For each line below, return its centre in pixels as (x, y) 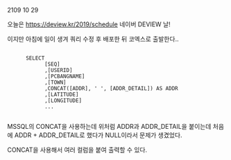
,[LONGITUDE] (63, 100)
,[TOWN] (55, 82)
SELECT (35, 58)
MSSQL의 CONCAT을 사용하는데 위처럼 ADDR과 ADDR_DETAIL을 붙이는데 (109, 126)
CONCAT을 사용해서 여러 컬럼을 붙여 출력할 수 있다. (77, 150)
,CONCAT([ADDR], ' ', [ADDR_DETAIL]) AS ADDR (111, 89)
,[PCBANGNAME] (65, 76)
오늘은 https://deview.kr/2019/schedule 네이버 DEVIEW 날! (89, 24)
